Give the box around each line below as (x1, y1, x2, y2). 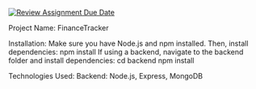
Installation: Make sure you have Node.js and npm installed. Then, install (8, 38, 249, 48)
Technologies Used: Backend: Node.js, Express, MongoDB (8, 71, 204, 80)
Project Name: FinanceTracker (8, 23, 109, 32)
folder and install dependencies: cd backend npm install (8, 56, 195, 65)
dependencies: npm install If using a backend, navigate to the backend (8, 47, 244, 56)
